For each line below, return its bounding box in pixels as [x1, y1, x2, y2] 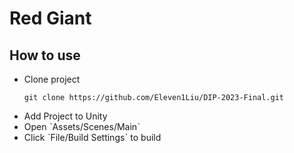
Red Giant [9, 7, 92, 30]
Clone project [23, 73, 81, 85]
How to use [9, 47, 81, 64]
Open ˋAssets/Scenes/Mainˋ [23, 121, 141, 132]
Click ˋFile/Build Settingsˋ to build [23, 132, 162, 143]
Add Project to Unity [23, 110, 108, 122]
